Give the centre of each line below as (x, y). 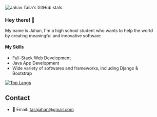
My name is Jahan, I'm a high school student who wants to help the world (79, 31)
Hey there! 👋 (20, 20)
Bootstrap (22, 73)
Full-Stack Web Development (41, 58)
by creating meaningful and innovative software (53, 36)
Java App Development (36, 63)
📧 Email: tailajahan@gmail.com (43, 110)
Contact (18, 98)
